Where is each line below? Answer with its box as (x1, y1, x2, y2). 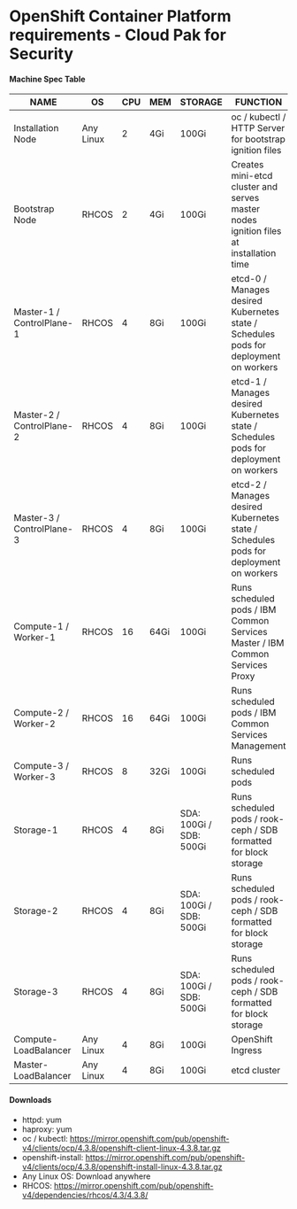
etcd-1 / (231, 376, 267, 388)
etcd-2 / (231, 478, 267, 491)
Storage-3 (13, 986, 58, 998)
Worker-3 (13, 771, 56, 783)
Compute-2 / (13, 707, 69, 719)
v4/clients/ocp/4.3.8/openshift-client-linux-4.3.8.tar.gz (21, 1143, 221, 1153)
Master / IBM (231, 637, 285, 649)
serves (231, 192, 260, 205)
